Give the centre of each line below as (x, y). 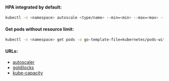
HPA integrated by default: (33, 7)
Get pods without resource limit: (40, 29)
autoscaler (23, 62)
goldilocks (23, 67)
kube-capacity (28, 73)
